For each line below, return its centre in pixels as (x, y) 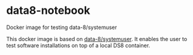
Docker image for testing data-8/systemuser (62, 27)
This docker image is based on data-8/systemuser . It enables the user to (97, 39)
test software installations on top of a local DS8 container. (78, 45)
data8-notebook (48, 11)
